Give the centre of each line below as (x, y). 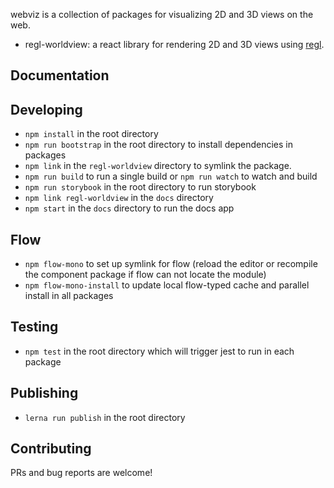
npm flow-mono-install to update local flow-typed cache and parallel (167, 285)
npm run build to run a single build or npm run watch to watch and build (171, 176)
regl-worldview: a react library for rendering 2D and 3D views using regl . (174, 44)
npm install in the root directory (91, 134)
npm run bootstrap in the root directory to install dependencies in (158, 145)
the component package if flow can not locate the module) (145, 275)
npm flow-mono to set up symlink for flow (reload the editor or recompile (171, 264)
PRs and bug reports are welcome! (81, 473)
